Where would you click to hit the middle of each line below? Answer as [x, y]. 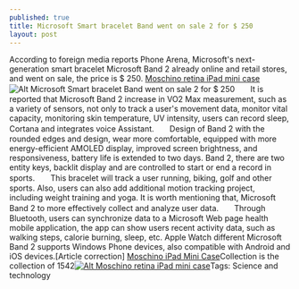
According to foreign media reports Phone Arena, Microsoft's [121, 60]
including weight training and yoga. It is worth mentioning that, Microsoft [143, 198]
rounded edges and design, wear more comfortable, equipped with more [143, 139]
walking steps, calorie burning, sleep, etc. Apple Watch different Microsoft [146, 237]
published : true [39, 17]
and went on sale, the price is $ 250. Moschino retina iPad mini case [135, 79]
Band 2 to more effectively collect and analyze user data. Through [137, 208]
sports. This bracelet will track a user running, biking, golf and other [141, 178]
